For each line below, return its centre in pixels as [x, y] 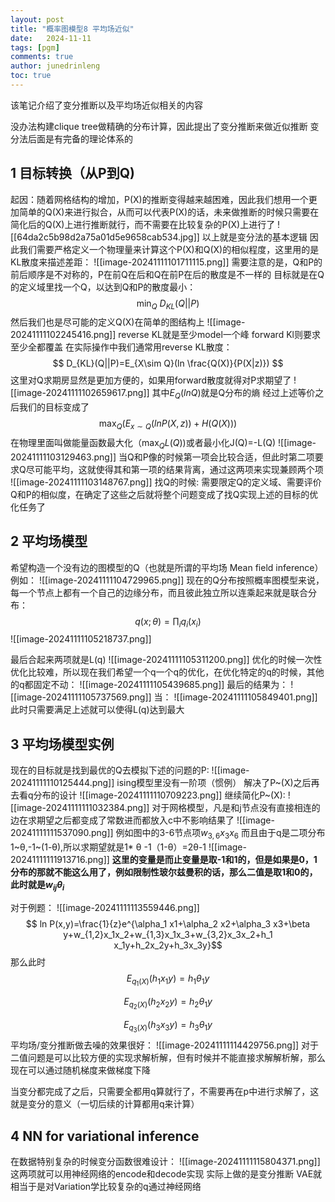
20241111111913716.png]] [60, 860]
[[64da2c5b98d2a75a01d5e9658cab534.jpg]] [105, 237]
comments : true [42, 57]
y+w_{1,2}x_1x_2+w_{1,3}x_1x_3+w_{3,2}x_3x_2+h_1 [168, 934]
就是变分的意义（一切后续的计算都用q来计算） [105, 1104]
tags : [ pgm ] [35, 47]
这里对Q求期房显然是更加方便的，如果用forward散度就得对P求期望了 [151, 380]
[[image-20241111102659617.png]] [80, 393]
